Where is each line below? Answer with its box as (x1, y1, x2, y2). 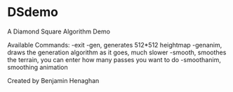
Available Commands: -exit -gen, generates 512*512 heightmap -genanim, (7, 40, 222, 49)
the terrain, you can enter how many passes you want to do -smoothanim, (7, 55, 221, 63)
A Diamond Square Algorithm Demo (7, 27, 111, 36)
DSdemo (7, 4, 58, 20)
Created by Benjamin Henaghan (7, 76, 100, 84)
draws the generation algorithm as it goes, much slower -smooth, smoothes (7, 48, 227, 56)
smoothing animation (7, 63, 68, 71)
